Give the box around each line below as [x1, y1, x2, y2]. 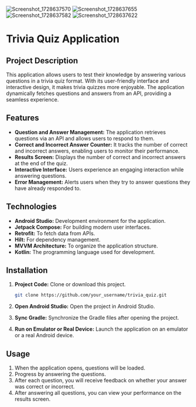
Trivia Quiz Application [6, 32, 120, 46]
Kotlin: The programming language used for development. [14, 248, 156, 255]
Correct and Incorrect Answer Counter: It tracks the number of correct [14, 141, 188, 148]
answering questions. [14, 172, 67, 179]
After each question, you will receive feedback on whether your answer [14, 377, 187, 384]
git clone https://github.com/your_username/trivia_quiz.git [14, 292, 167, 299]
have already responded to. [14, 185, 81, 192]
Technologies [6, 202, 57, 212]
